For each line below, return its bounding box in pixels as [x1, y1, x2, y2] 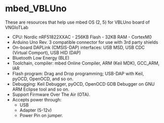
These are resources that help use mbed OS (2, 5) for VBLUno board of [5, 19, 150, 25]
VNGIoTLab [5, 24, 29, 30]
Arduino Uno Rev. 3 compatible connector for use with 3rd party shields [12, 39, 159, 45]
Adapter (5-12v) [19, 107, 52, 113]
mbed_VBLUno [5, 3, 67, 14]
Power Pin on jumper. [19, 112, 63, 118]
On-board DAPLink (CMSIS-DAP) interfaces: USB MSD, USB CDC [12, 44, 145, 50]
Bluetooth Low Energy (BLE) [12, 55, 70, 61]
